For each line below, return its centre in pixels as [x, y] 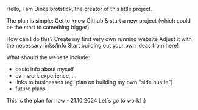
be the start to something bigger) [48, 27]
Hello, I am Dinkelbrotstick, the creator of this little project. [79, 9]
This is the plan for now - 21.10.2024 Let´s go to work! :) [76, 101]
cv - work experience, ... [46, 75]
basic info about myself [44, 69]
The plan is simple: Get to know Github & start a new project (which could [98, 20]
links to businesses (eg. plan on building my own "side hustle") [94, 82]
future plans [30, 89]
